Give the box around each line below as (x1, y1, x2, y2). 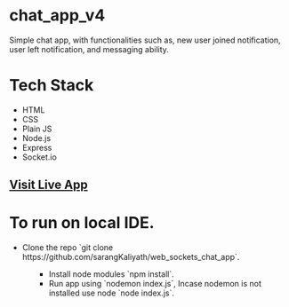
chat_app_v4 (9, 5, 106, 26)
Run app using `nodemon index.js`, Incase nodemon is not (48, 279, 262, 289)
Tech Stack (9, 75, 94, 96)
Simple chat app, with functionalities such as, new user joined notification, (9, 35, 282, 45)
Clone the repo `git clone (21, 242, 114, 253)
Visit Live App (9, 177, 88, 193)
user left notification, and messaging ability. (9, 43, 169, 54)
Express (21, 142, 52, 153)
